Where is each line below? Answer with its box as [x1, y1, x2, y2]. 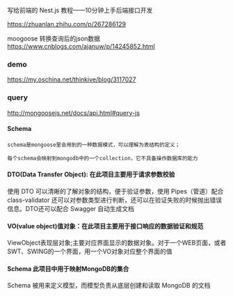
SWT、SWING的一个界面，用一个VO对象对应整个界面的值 [7, 247, 172, 256]
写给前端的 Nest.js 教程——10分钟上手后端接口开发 [7, 6, 153, 14]
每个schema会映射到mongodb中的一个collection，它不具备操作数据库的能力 [7, 155, 198, 162]
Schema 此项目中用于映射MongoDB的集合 [7, 264, 129, 273]
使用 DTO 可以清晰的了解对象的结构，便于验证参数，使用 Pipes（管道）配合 [7, 187, 224, 195]
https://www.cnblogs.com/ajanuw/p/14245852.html [7, 42, 155, 50]
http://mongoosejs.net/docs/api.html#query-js [7, 109, 140, 117]
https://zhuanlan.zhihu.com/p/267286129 [7, 20, 127, 28]
